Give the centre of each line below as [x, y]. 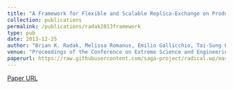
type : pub [21, 33]
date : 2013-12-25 [32, 39]
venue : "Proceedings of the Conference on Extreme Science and [101, 52]
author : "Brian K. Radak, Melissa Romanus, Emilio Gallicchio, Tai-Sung [114, 46]
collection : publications [44, 20]
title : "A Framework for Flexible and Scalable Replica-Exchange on [108, 13]
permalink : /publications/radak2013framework [74, 26]
